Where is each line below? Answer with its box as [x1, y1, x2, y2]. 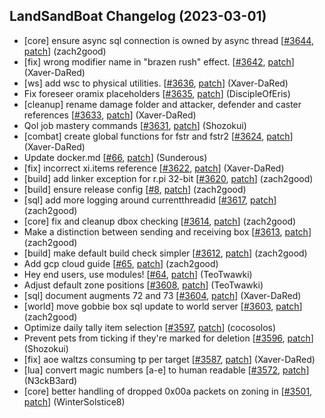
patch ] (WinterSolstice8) [23, 395, 126, 408]
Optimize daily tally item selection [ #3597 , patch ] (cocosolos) [23, 321, 277, 333]
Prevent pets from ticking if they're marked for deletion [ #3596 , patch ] [23, 332, 314, 344]
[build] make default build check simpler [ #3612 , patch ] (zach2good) [23, 247, 308, 259]
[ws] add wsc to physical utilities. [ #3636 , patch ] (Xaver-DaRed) [23, 77, 289, 89]
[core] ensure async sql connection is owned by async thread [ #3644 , [23, 34, 314, 46]
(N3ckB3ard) [23, 374, 78, 386]
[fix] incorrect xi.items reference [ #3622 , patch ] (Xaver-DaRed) [23, 162, 285, 174]
